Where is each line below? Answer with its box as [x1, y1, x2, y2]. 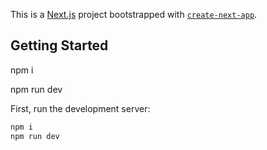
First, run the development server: [10, 102, 151, 114]
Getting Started [10, 37, 109, 54]
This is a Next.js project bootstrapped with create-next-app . [10, 9, 258, 20]
